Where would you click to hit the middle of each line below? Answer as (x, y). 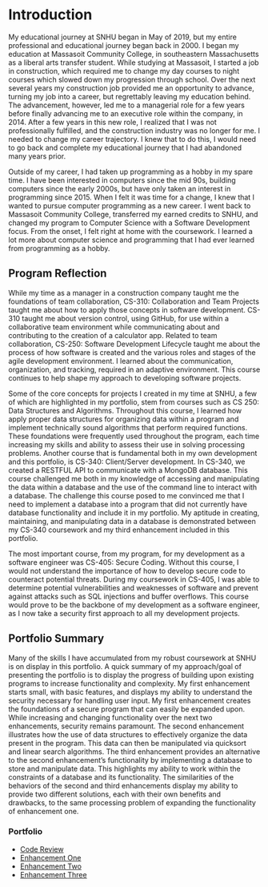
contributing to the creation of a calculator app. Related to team (113, 335)
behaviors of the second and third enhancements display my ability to (123, 785)
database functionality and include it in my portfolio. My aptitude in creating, (134, 512)
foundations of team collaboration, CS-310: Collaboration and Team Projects (134, 301)
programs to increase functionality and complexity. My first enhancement (129, 683)
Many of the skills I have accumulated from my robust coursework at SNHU (132, 658)
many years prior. (37, 156)
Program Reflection (58, 274)
